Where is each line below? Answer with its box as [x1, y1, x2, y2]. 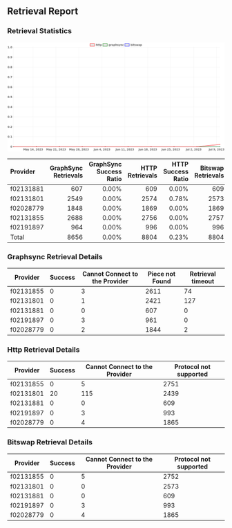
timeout [191, 276, 215, 285]
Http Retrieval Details [7, 345, 80, 355]
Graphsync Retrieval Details [7, 252, 103, 262]
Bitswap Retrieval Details [7, 437, 93, 447]
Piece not [147, 270, 176, 278]
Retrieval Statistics [7, 26, 72, 36]
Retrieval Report [7, 6, 79, 17]
